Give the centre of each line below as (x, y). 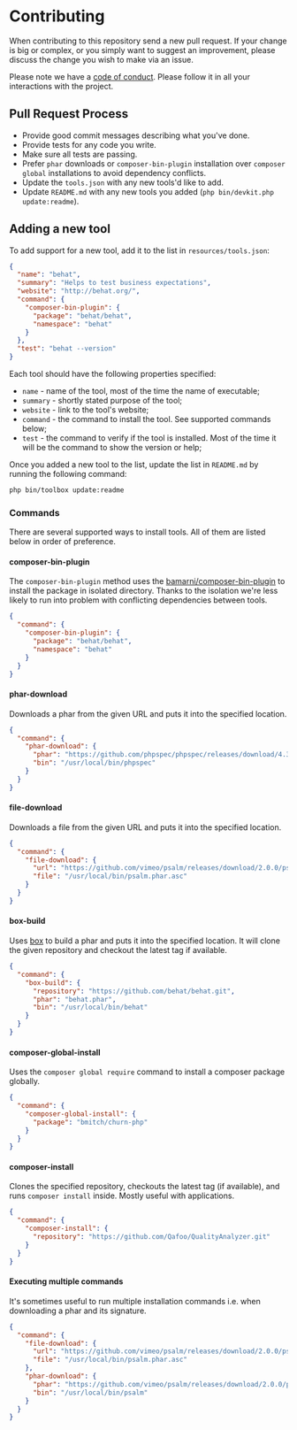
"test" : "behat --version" (67, 349)
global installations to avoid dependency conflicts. (114, 173)
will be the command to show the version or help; (112, 448)
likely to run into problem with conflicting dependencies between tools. (138, 600)
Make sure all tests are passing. (80, 154)
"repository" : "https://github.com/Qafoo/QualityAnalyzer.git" (152, 1237)
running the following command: (68, 474)
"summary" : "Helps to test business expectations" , (114, 283)
